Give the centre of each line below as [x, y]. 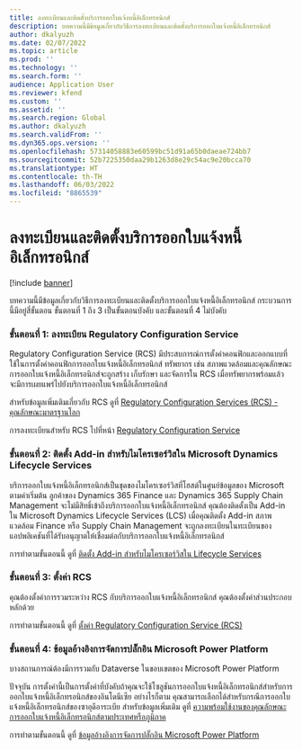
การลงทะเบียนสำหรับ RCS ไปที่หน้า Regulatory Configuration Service [125, 430]
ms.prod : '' [31, 59]
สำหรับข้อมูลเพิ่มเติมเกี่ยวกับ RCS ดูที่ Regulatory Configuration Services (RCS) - [144, 402]
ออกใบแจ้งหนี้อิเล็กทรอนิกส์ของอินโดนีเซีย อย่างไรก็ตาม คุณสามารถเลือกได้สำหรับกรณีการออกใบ [150, 697]
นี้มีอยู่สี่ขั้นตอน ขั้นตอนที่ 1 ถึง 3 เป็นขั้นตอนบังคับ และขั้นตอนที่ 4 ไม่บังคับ [118, 310]
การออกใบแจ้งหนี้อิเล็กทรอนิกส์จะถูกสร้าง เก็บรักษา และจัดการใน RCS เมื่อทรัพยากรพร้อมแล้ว [147, 374]
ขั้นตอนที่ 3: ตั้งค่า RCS [50, 577]
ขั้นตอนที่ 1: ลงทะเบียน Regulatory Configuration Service [124, 334]
